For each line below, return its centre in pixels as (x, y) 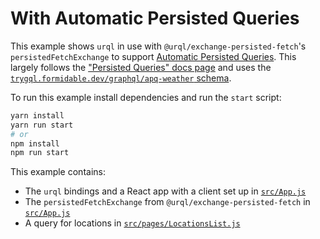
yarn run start (42, 125)
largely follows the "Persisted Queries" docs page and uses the (141, 67)
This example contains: (58, 172)
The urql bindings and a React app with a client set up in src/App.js (165, 191)
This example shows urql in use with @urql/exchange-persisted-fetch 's (158, 46)
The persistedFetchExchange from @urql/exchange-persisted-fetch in (167, 202)
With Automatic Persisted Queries (155, 18)
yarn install (37, 115)
